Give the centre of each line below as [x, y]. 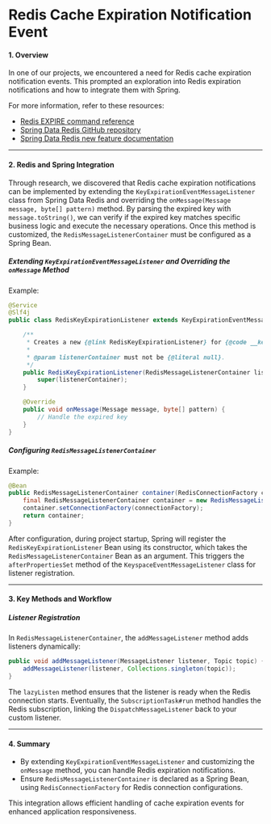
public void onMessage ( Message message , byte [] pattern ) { [124, 410]
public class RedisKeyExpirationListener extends [94, 320]
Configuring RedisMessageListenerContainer [82, 450]
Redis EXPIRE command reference [77, 121]
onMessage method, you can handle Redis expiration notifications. [127, 771]
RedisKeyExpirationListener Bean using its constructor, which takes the [128, 547]
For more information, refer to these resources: [86, 106]
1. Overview [29, 55]
